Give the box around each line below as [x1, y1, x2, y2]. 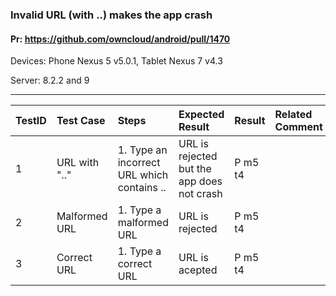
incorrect [117, 156, 161, 170]
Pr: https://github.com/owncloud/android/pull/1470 [10, 33, 231, 45]
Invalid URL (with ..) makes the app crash [10, 8, 213, 22]
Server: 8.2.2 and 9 [10, 74, 90, 87]
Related [274, 108, 313, 122]
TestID [15, 114, 47, 128]
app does [178, 174, 223, 188]
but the [178, 162, 212, 176]
